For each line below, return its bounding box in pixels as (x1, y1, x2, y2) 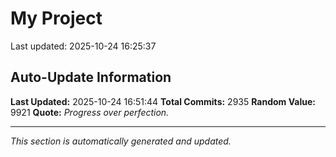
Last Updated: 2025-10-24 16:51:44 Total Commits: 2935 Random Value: (10, 95, 316, 107)
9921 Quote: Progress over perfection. (10, 106, 170, 118)
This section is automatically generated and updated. (10, 135, 232, 147)
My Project (10, 7, 103, 30)
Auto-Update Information (10, 69, 172, 86)
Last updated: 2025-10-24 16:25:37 (10, 40, 157, 52)
